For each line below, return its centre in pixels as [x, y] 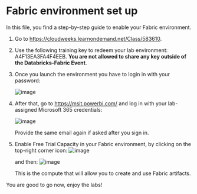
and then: [26, 161]
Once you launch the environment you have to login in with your [92, 74]
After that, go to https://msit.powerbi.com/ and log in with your [91, 103]
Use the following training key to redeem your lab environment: [91, 50]
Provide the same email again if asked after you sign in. [82, 132]
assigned [26, 109]
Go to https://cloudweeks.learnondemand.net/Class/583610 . [88, 38]
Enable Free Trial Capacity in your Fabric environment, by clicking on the [103, 144]
